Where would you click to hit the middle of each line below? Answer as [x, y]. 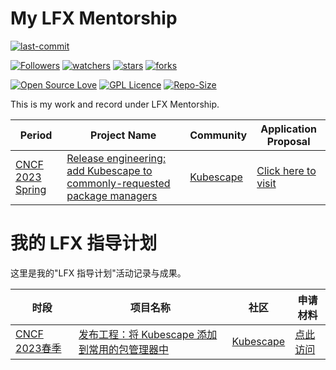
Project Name [123, 135]
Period [36, 135]
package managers [112, 195]
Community [218, 135]
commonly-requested [118, 183]
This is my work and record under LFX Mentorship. [115, 104]
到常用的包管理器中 [124, 349]
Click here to [286, 170]
